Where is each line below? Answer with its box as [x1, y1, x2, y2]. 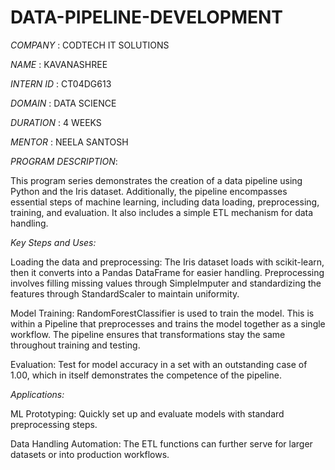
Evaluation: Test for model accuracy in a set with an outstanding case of [10, 358, 308, 370]
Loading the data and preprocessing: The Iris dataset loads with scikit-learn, [10, 256, 325, 268]
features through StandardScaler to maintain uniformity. [10, 287, 240, 300]
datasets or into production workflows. [10, 448, 170, 460]
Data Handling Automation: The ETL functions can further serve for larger [10, 437, 313, 450]
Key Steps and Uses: [10, 236, 97, 248]
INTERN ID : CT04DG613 [10, 77, 112, 90]
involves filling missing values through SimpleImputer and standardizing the [10, 277, 322, 289]
